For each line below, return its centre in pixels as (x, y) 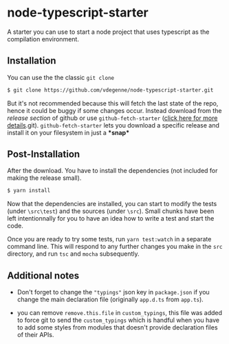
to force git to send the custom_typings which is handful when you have (118, 320)
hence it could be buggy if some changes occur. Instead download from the (115, 110)
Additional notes (43, 275)
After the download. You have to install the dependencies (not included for (112, 171)
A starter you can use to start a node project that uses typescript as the (108, 32)
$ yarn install (29, 191)
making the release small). (44, 178)
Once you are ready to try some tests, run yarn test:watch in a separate (109, 239)
